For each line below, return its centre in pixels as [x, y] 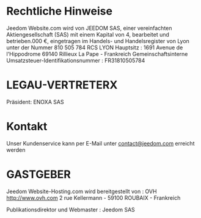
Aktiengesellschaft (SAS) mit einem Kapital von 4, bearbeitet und [88, 34]
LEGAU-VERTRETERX [62, 85]
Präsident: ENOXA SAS [35, 102]
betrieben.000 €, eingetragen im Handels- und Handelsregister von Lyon [98, 41]
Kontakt [27, 127]
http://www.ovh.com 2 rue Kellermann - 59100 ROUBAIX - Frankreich [93, 198]
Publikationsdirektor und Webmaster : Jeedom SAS [71, 209]
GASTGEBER [39, 174]
